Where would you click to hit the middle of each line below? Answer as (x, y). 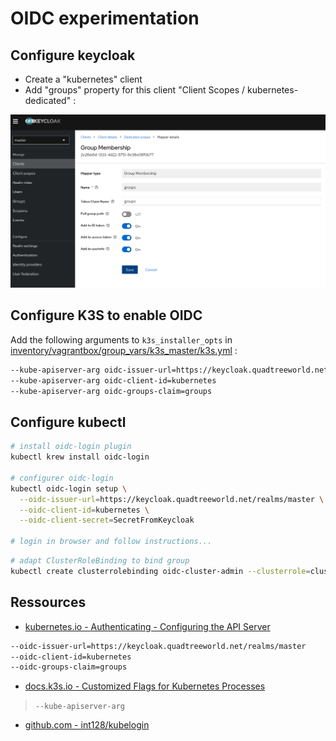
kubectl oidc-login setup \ (69, 488)
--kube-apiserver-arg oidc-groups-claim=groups (111, 391)
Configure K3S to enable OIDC (106, 315)
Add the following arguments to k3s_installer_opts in (121, 339)
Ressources (48, 602)
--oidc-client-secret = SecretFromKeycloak (107, 520)
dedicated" (48, 100)
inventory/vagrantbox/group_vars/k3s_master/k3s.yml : (124, 350)
